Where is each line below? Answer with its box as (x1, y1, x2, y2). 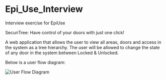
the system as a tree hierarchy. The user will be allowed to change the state (5, 44, 160, 50)
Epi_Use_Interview (5, 3, 83, 15)
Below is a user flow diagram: (5, 59, 66, 65)
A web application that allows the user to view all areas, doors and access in (5, 39, 162, 45)
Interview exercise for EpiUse (5, 20, 66, 26)
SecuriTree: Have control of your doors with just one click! (5, 29, 124, 35)
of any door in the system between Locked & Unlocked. (5, 50, 119, 56)
